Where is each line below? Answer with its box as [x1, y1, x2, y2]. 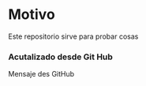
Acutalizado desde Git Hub [8, 51, 113, 62]
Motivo [8, 6, 55, 24]
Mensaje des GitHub [8, 69, 75, 79]
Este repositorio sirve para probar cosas [8, 32, 139, 41]
